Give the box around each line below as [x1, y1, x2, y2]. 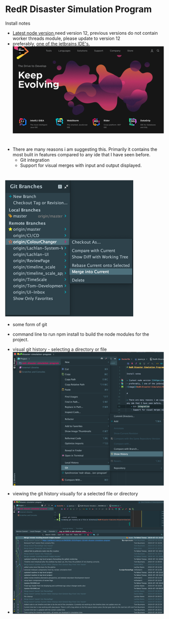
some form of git [12, 322, 47, 328]
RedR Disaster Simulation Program [5, 4, 152, 15]
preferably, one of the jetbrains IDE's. [12, 40, 90, 46]
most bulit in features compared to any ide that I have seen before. [12, 151, 151, 157]
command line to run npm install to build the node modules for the [12, 331, 149, 337]
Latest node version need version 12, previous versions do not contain [12, 30, 158, 36]
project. [12, 337, 29, 343]
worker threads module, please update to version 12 [12, 35, 121, 41]
